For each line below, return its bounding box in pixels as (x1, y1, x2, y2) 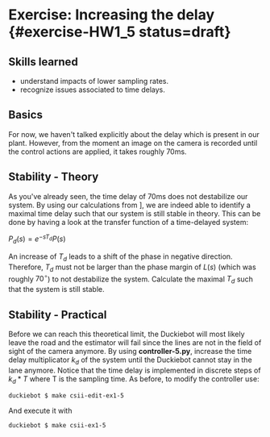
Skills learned (8, 55, 78, 69)
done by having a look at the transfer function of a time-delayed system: (8, 217, 248, 227)
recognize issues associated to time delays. (19, 85, 165, 94)
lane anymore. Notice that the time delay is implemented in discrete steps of (8, 365, 261, 375)
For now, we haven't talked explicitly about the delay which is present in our (8, 129, 260, 139)
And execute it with (8, 406, 73, 415)
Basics (8, 108, 43, 122)
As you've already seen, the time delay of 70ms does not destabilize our (8, 191, 248, 201)
